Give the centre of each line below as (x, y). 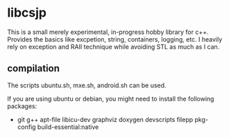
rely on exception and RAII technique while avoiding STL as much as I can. (113, 46)
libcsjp (27, 13)
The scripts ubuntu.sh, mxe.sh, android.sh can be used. (87, 85)
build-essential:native (68, 127)
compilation (34, 68)
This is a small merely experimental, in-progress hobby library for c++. (108, 32)
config (26, 127)
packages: (22, 106)
